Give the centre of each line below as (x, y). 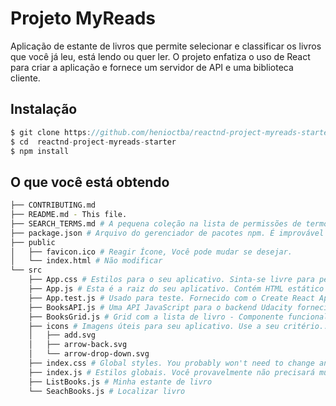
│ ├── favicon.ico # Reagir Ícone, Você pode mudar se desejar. (151, 252)
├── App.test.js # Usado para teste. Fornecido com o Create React (171, 298)
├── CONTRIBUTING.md (53, 205)
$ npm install (40, 151)
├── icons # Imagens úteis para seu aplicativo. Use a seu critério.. (178, 326)
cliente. (25, 78)
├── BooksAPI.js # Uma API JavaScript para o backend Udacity (160, 307)
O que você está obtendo (90, 182)
